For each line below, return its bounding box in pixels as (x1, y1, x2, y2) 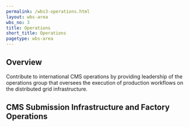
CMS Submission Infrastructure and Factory (6, 102, 170, 112)
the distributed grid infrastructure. (6, 85, 88, 92)
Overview (6, 57, 43, 67)
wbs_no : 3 (6, 19, 30, 25)
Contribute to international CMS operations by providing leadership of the (6, 73, 183, 80)
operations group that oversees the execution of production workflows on (6, 79, 184, 86)
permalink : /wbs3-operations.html (6, 8, 90, 15)
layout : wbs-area (6, 14, 48, 20)
